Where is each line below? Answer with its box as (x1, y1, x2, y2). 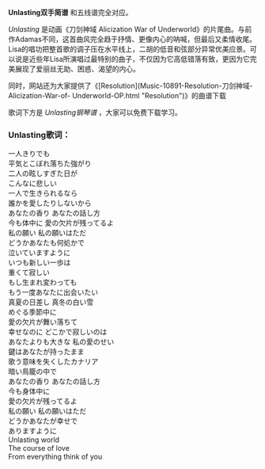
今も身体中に (8, 387, 50, 396)
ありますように (8, 426, 57, 436)
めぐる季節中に (8, 307, 57, 317)
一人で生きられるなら (8, 189, 78, 198)
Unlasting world (8, 435, 60, 444)
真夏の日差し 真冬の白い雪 (8, 297, 93, 307)
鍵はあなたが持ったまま (8, 347, 85, 357)
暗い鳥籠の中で (8, 367, 57, 376)
